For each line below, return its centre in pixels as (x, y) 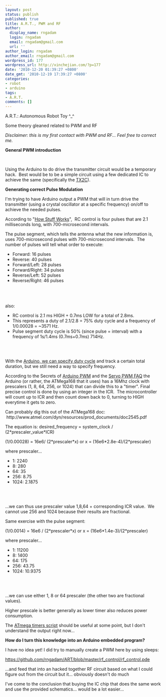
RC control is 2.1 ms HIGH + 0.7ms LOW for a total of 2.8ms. (73, 316)
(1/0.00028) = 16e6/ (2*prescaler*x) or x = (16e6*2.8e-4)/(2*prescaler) (78, 442)
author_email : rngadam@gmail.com (40, 56)
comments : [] (19, 102)
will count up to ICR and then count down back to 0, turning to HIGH (75, 397)
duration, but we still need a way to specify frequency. (61, 366)
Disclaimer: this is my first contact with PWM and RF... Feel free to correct (81, 135)
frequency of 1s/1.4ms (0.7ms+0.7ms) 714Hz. (58, 337)
